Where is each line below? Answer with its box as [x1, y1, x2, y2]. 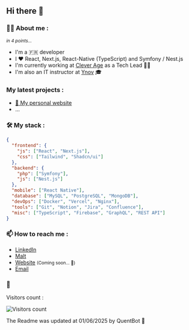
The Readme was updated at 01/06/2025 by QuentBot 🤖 [6, 317, 146, 324]
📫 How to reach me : [6, 230, 69, 238]
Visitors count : [6, 294, 44, 301]
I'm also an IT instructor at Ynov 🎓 [14, 68, 102, 75]
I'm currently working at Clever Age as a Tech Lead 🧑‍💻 [14, 61, 151, 69]
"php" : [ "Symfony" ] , [17, 170, 69, 176]
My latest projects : [6, 86, 64, 94]
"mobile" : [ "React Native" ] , [11, 187, 85, 193]
